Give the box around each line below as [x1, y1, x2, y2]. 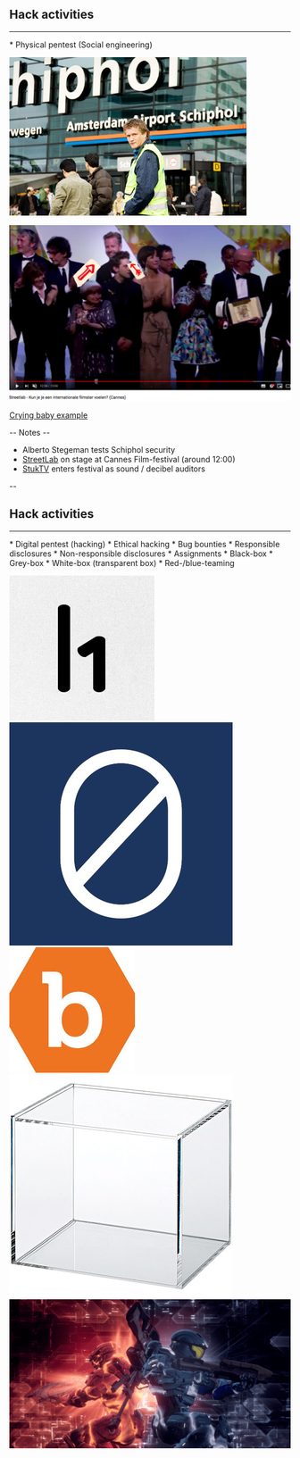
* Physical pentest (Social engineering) [9, 39, 154, 50]
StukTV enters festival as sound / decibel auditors [21, 463, 205, 474]
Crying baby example [9, 410, 88, 421]
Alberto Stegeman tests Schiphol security [21, 444, 176, 454]
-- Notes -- [9, 427, 51, 437]
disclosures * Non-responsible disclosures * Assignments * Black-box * [9, 548, 274, 559]
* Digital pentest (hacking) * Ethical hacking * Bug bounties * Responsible [9, 538, 280, 549]
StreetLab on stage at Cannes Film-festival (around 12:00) [21, 454, 236, 464]
